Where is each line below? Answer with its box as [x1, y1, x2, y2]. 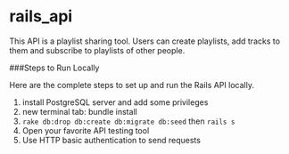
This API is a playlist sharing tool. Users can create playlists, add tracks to [9, 36, 281, 46]
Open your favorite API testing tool [21, 125, 150, 135]
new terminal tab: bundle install [21, 106, 138, 117]
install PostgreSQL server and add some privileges [21, 96, 209, 108]
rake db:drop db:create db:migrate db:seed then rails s [21, 116, 235, 126]
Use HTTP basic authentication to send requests [21, 134, 201, 145]
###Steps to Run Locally [9, 62, 100, 73]
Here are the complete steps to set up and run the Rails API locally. [9, 79, 254, 90]
